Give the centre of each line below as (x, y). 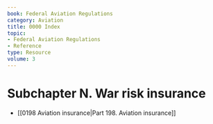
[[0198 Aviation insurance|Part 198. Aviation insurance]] (96, 113)
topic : (17, 33)
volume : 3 (22, 59)
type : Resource (29, 53)
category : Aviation (35, 20)
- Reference (24, 46)
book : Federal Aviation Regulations (60, 14)
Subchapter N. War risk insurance (106, 93)
